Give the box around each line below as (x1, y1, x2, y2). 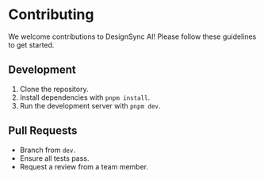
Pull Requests (8, 124, 78, 138)
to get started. (8, 40, 55, 49)
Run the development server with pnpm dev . (19, 101, 161, 110)
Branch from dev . (19, 145, 75, 154)
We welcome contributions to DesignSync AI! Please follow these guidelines (8, 32, 257, 41)
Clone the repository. (19, 84, 89, 93)
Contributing (8, 6, 94, 24)
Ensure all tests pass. (19, 153, 90, 163)
